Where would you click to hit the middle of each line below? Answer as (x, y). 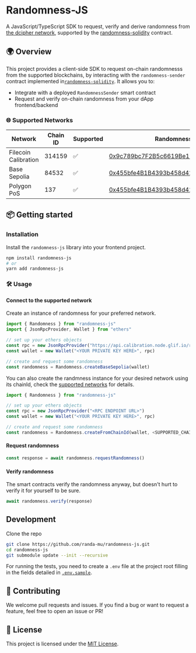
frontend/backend (36, 105)
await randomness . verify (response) (49, 501)
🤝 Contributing (33, 591)
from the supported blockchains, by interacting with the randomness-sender (96, 75)
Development (31, 519)
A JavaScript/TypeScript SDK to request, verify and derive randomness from (98, 26)
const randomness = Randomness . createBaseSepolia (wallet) (78, 367)
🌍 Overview (29, 52)
